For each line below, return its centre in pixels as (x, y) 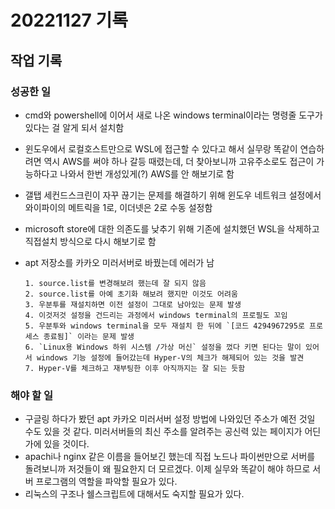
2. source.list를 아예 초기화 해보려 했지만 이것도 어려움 (131, 294)
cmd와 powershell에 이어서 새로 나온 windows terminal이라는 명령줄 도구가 (173, 115)
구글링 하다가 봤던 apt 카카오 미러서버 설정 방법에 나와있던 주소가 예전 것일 (170, 419)
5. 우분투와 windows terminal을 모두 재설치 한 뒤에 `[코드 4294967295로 (164, 326)
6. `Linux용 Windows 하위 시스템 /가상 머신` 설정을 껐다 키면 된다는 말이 (163, 347)
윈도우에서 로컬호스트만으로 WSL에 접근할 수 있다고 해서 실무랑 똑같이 (161, 148)
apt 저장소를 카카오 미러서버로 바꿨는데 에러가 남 (119, 262)
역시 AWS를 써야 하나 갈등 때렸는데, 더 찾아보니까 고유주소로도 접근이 (179, 161)
